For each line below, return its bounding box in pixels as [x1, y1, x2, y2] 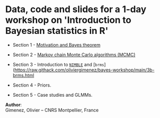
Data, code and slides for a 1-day [5, 4, 147, 15]
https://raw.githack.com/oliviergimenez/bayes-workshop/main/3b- [14, 67, 155, 73]
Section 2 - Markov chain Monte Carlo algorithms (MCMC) [12, 52, 136, 58]
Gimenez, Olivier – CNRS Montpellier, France [5, 107, 99, 113]
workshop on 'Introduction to [5, 14, 131, 26]
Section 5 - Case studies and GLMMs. [12, 92, 93, 98]
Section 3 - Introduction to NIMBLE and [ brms [12, 61, 104, 67]
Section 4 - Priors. [12, 82, 51, 88]
